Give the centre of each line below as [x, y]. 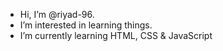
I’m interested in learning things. [86, 25]
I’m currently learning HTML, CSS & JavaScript [116, 35]
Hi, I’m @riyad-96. [57, 14]
